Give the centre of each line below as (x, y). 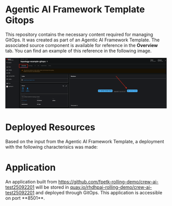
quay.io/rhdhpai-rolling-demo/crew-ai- (111, 187)
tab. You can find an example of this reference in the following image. (79, 51)
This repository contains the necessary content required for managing (79, 34)
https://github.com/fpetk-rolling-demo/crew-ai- (108, 181)
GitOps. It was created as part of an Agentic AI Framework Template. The (82, 40)
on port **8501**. (25, 198)
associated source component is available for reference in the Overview (82, 45)
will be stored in (52, 187)
